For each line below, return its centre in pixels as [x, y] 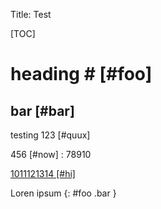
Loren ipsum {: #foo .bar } [63, 193]
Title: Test [31, 14]
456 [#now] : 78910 [51, 154]
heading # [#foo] [81, 74]
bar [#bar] [42, 110]
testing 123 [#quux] [50, 135]
